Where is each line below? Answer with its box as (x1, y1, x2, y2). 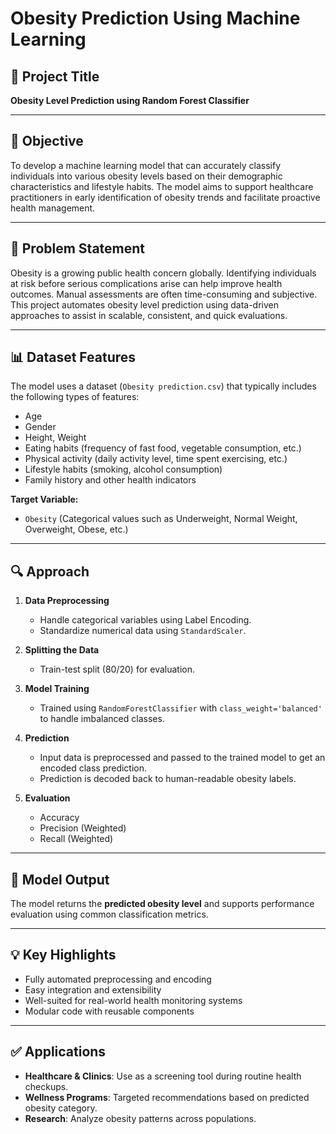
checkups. (24, 1080, 69, 1092)
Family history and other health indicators (24, 474, 197, 486)
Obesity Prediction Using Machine (10, 7, 301, 30)
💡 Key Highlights (10, 947, 117, 964)
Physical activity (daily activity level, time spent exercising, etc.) (24, 453, 288, 465)
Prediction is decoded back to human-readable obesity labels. (39, 773, 297, 785)
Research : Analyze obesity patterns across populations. (24, 1112, 257, 1124)
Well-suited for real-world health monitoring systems (24, 994, 243, 1006)
